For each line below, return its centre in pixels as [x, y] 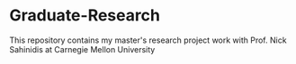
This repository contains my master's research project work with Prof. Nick [148, 40]
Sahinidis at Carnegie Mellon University [82, 49]
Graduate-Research [85, 16]
